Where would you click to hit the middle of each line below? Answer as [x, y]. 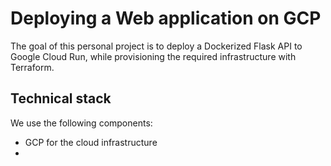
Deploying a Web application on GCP [166, 18]
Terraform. [32, 67]
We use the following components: [81, 123]
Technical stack [61, 98]
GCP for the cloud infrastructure [91, 142]
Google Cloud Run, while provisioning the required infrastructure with [153, 56]
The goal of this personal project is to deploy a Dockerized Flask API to [156, 46]
